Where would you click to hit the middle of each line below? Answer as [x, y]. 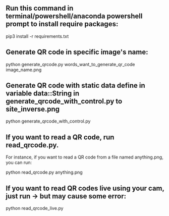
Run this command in [40, 8]
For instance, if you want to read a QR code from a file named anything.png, [84, 157]
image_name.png [24, 70]
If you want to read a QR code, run [60, 137]
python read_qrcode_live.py [35, 208]
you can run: [19, 163]
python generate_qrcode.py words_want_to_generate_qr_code [70, 64]
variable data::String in [43, 94]
